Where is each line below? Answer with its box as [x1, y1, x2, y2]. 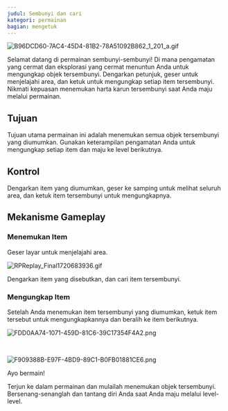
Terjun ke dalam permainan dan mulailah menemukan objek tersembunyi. [7, 382, 216, 390]
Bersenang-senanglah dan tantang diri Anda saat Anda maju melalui [7, 390, 202, 398]
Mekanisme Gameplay [7, 211, 106, 223]
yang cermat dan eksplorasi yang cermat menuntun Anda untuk [7, 63, 189, 71]
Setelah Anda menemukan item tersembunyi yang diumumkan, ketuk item [7, 308, 218, 316]
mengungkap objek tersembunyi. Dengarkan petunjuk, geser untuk [7, 70, 199, 78]
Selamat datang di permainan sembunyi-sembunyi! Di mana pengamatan [7, 55, 216, 64]
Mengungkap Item [7, 292, 71, 301]
